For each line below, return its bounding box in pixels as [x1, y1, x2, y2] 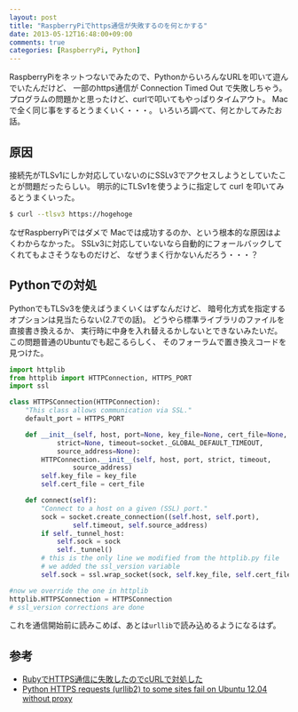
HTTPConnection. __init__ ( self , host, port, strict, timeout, [41, 455, 272, 464]
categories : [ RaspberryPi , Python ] [9, 46, 141, 55]
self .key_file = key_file [41, 472, 137, 481]
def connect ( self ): [25, 496, 98, 505]
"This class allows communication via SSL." [25, 406, 192, 415]
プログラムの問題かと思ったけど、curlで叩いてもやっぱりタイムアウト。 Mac [9, 94, 288, 105]
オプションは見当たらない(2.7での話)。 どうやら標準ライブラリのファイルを [9, 314, 286, 324]
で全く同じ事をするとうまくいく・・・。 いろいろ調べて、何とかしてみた [9, 105, 275, 116]
